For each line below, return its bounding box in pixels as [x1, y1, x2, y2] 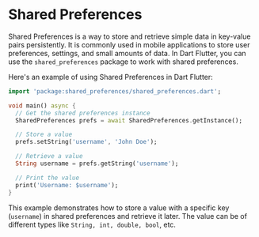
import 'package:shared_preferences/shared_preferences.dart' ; [8, 87, 222, 96]
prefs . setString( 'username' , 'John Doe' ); [15, 138, 158, 146]
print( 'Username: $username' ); [15, 181, 119, 189]
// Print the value [15, 174, 80, 182]
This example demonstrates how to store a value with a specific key [8, 203, 230, 213]
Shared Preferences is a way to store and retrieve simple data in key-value [8, 32, 251, 41]
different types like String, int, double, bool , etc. [8, 220, 177, 229]
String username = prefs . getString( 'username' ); [15, 160, 179, 167]
